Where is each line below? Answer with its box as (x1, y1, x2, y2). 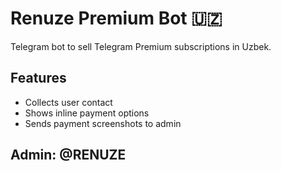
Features (10, 70, 67, 87)
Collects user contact (24, 96, 113, 108)
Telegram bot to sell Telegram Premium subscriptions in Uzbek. (10, 40, 272, 52)
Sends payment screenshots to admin (24, 117, 182, 129)
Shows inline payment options (24, 107, 150, 119)
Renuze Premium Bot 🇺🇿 (10, 7, 223, 30)
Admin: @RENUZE (10, 147, 127, 164)
